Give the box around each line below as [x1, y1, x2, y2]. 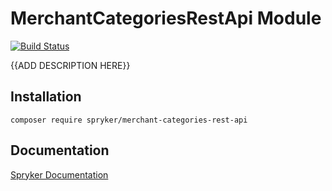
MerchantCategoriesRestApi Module [10, 7, 322, 30]
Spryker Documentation [10, 168, 109, 181]
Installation [10, 88, 82, 106]
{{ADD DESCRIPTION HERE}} [10, 59, 131, 71]
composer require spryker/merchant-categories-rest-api [10, 115, 248, 125]
